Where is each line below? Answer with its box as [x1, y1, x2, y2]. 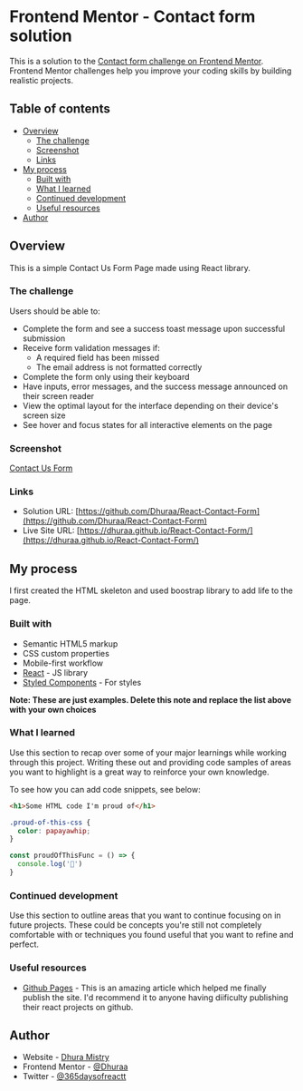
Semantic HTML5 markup [22, 638, 118, 649]
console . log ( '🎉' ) [17, 860, 83, 869]
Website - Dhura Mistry [22, 1052, 110, 1063]
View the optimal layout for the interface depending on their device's [22, 400, 279, 411]
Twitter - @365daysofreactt [22, 1071, 127, 1082]
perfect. [9, 939, 39, 950]
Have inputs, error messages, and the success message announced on [22, 381, 288, 392]
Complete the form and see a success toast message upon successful [22, 323, 286, 334]
